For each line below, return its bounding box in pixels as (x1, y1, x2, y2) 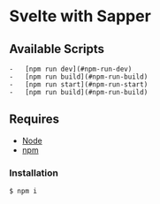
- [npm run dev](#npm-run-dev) (9, 64, 133, 73)
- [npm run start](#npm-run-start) (9, 80, 149, 89)
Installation (9, 166, 59, 178)
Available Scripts (9, 42, 104, 57)
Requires (9, 112, 60, 127)
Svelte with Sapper (9, 6, 152, 26)
